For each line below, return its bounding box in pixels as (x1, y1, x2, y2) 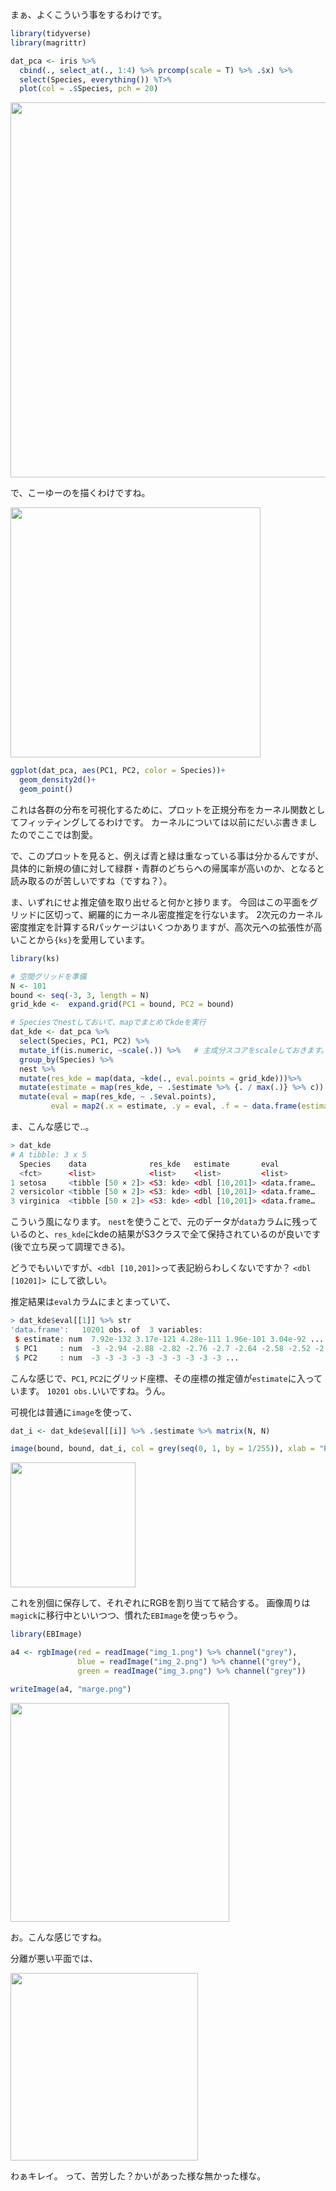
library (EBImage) (10, 1629, 83, 1640)
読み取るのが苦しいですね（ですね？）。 (10, 874, 173, 887)
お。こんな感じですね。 (10, 1931, 107, 1943)
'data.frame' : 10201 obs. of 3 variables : (10, 1325, 203, 1335)
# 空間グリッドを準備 (10, 971, 87, 982)
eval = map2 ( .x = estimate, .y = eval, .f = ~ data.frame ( (50, 1101, 302, 1112)
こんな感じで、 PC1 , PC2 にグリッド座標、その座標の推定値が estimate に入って (10, 1372, 323, 1384)
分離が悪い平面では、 (10, 1952, 98, 1964)
